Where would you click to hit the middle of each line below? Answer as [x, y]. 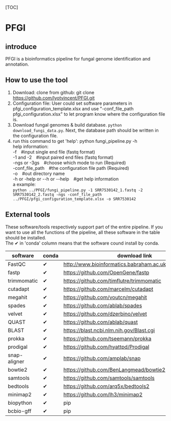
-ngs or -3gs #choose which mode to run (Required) [69, 163]
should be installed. [26, 237]
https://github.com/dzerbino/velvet [105, 314]
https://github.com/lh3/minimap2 [103, 395]
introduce [21, 47]
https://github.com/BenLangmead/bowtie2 [114, 370]
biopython [20, 403]
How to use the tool [36, 80]
